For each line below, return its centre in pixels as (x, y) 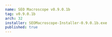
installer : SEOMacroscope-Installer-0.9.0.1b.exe (56, 23)
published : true (21, 27)
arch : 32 (14, 18)
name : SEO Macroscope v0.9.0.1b (38, 9)
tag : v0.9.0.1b (20, 14)
